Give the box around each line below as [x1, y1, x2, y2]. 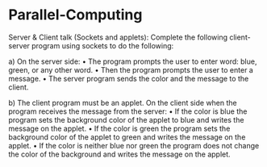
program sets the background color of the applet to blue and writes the [8, 115, 244, 124]
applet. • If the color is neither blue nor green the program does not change [8, 140, 260, 150]
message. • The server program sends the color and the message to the [8, 73, 249, 83]
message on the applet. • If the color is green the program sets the [8, 123, 231, 133]
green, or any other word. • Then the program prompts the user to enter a [8, 65, 254, 74]
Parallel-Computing [8, 6, 143, 24]
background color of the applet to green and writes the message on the [8, 132, 246, 142]
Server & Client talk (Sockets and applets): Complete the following [8, 32, 228, 42]
